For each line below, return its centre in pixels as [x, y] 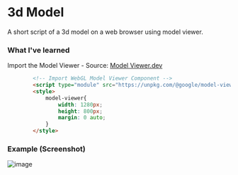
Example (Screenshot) [47, 149]
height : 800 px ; [80, 111]
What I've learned [39, 50]
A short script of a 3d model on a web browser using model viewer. [105, 32]
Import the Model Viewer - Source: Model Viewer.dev [85, 66]
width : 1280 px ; [80, 104]
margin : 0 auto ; [82, 118]
